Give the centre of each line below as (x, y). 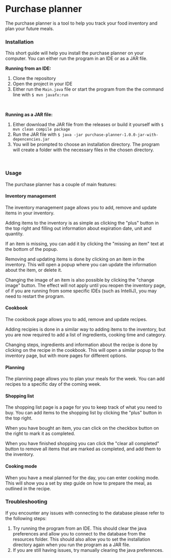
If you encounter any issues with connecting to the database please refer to (85, 513)
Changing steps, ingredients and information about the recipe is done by (81, 345)
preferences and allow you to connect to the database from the (79, 533)
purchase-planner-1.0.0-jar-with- (122, 135)
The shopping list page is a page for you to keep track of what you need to (84, 407)
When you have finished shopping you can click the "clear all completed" (82, 444)
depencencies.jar (31, 139)
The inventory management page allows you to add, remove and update (81, 207)
